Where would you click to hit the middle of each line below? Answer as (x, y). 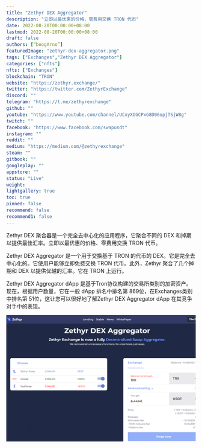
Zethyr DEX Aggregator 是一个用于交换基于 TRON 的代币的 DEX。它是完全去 (101, 255)
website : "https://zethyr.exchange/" (54, 83)
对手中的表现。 (25, 306)
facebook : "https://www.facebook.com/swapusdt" (67, 127)
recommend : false (28, 210)
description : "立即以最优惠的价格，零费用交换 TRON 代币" (73, 19)
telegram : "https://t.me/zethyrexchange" (59, 102)
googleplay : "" (25, 165)
